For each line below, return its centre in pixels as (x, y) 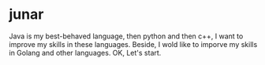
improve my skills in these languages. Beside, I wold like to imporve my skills (133, 44)
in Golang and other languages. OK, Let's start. (85, 52)
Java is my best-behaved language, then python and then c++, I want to (126, 36)
